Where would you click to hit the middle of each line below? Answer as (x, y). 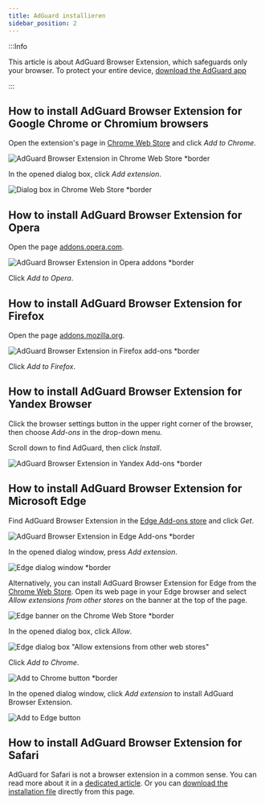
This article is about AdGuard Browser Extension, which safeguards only (128, 62)
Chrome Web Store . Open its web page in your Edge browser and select (128, 591)
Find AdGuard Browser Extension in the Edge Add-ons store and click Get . (131, 520)
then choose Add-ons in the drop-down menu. (86, 432)
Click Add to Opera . (41, 278)
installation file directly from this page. (71, 792)
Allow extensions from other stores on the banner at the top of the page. (128, 600)
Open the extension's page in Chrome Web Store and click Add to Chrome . (132, 143)
